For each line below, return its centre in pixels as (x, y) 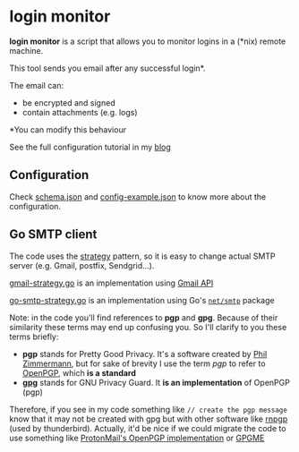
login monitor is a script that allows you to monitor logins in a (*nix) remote (148, 41)
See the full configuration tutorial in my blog (90, 147)
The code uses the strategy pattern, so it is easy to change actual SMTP (142, 256)
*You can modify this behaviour (68, 129)
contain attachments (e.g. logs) (80, 112)
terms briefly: (34, 337)
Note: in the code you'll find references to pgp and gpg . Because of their (144, 317)
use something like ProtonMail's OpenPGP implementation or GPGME (137, 438)
